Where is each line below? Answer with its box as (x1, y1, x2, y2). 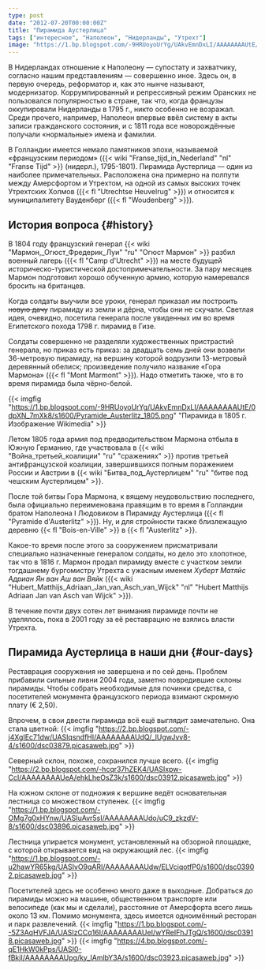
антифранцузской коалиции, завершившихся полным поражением (8, 459, 234, 469)
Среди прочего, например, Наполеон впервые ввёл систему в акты (8, 113, 238, 122)
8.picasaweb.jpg (8, 936, 62, 946)
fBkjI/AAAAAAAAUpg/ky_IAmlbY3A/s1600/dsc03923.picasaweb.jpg (8, 953, 230, 962)
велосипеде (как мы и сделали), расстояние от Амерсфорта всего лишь (8, 902, 253, 912)
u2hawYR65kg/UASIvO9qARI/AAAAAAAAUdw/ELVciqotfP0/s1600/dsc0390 (8, 862, 255, 871)
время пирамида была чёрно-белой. (8, 378, 132, 388)
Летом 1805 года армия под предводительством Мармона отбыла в (8, 434, 239, 444)
